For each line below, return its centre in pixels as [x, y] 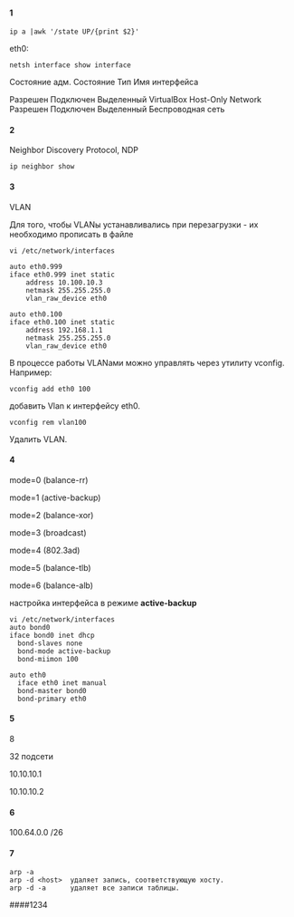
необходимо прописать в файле [71, 234]
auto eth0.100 [36, 314]
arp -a [22, 873]
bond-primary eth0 [52, 699]
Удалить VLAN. [38, 439]
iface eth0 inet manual [62, 683]
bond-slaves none [50, 643]
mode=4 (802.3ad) [45, 550]
